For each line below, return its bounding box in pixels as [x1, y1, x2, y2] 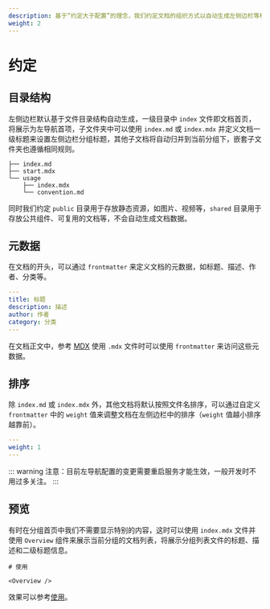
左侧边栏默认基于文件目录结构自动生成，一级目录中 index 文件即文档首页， [8, 113, 256, 123]
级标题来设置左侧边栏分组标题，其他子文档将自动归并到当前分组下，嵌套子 [8, 134, 255, 143]
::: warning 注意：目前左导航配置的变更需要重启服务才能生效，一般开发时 [8, 467, 250, 475]
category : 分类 [8, 318, 57, 326]
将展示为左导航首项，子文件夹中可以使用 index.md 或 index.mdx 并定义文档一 [8, 124, 261, 134]
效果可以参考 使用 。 [8, 592, 72, 602]
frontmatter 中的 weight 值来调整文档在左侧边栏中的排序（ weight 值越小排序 [8, 409, 261, 419]
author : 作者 [8, 311, 50, 319]
